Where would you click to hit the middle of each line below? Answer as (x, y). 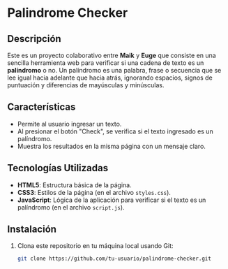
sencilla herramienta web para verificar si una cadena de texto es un (106, 63)
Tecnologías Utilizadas (58, 168)
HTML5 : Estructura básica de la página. (74, 185)
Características (41, 107)
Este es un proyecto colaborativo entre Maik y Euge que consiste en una (112, 55)
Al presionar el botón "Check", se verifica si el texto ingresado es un (115, 131)
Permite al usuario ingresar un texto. (69, 124)
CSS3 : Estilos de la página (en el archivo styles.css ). (94, 192)
